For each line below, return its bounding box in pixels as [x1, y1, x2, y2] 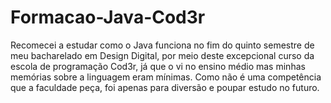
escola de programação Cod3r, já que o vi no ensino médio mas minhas [10, 60, 306, 72]
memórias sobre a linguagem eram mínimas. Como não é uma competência [10, 71, 322, 83]
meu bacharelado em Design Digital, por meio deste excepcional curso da [10, 49, 315, 61]
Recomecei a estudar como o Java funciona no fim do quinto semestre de [10, 39, 315, 51]
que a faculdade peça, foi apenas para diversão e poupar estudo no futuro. [10, 81, 320, 93]
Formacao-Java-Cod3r [10, 6, 206, 29]
